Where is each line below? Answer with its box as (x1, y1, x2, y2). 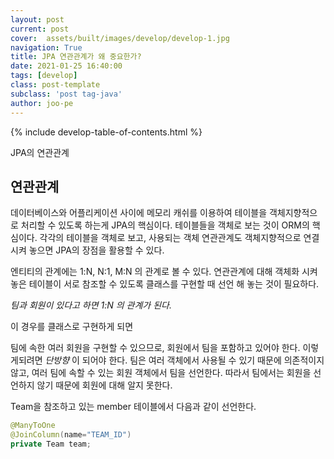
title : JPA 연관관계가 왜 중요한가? (10, 52, 142, 62)
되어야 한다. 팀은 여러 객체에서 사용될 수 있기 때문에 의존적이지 (81, 354, 325, 366)
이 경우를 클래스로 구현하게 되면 (10, 321, 134, 333)
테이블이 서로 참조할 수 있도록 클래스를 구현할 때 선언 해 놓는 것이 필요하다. (28, 278, 320, 290)
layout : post (10, 14, 65, 25)
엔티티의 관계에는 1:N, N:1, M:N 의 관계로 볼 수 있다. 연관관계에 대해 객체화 (10, 266, 300, 278)
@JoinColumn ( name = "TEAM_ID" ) (10, 430, 132, 440)
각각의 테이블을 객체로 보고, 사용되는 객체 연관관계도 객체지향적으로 (39, 232, 302, 244)
